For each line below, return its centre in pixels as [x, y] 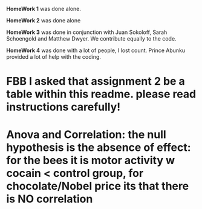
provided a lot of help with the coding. [54, 57]
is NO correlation [50, 199]
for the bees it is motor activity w [91, 161]
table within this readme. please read [101, 94]
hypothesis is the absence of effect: [99, 148]
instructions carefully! [64, 107]
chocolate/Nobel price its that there [98, 186]
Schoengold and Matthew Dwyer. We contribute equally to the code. [91, 38]
